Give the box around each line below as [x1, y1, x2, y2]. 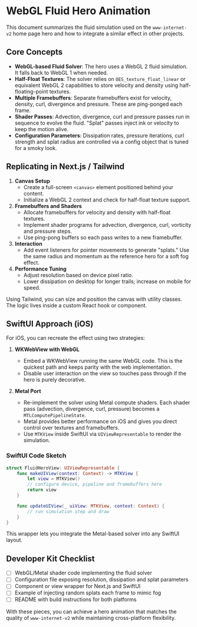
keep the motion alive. [14, 125, 69, 132]
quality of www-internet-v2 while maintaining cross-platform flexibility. [6, 614, 176, 621]
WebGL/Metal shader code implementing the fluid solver [14, 569, 152, 577]
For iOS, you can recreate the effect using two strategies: [6, 334, 146, 342]
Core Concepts [6, 47, 63, 57]
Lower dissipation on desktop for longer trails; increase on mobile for [23, 278, 192, 285]
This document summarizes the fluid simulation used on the [6, 24, 152, 31]
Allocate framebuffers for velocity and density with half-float [23, 209, 171, 216]
